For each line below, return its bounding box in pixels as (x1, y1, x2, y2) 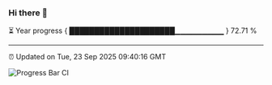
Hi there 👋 (8, 7, 49, 18)
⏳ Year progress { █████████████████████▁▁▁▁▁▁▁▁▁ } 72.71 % (8, 26, 257, 35)
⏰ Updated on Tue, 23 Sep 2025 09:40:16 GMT (8, 52, 167, 62)
